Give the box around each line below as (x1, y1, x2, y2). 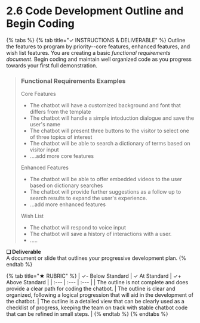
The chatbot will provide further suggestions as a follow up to (29, 188, 181, 195)
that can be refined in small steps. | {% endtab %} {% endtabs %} (6, 310, 168, 318)
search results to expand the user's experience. (29, 195, 147, 202)
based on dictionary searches (29, 182, 103, 189)
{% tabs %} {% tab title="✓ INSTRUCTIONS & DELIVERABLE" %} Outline (6, 36, 186, 44)
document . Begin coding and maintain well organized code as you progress (6, 55, 192, 63)
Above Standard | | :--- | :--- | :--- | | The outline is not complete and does (6, 279, 189, 286)
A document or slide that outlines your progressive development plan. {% (6, 254, 187, 262)
